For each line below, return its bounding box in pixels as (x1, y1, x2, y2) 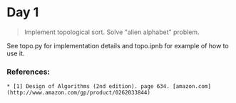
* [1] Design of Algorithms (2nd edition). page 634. (6, 83, 170, 90)
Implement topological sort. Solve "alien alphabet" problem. (24, 28, 200, 36)
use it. (6, 49, 25, 58)
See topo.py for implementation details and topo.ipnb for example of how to (6, 41, 229, 50)
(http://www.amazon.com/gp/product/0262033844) (6, 90, 151, 97)
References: (6, 67, 51, 77)
